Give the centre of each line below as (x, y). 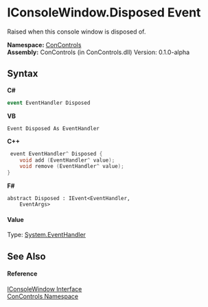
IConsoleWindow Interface (45, 288)
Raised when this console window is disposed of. (77, 32)
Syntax (23, 74)
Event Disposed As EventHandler (53, 128)
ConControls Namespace (43, 296)
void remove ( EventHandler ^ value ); (72, 167)
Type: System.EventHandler (46, 235)
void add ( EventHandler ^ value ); (67, 160)
